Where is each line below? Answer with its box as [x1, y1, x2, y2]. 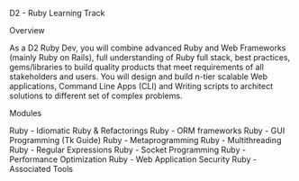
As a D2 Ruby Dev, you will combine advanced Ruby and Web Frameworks [9, 42, 286, 53]
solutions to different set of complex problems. [9, 90, 183, 101]
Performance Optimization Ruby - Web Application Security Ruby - [9, 154, 258, 165]
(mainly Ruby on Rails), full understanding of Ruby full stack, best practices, [9, 52, 291, 62]
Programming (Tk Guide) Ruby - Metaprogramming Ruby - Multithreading [9, 135, 282, 145]
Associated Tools [9, 164, 74, 174]
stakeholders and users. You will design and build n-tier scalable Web [9, 71, 268, 82]
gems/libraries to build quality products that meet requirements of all [9, 62, 264, 72]
